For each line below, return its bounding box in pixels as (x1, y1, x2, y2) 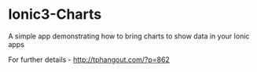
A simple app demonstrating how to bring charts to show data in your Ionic (8, 31, 250, 41)
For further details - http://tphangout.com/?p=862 (8, 55, 171, 64)
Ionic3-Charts (8, 5, 102, 23)
